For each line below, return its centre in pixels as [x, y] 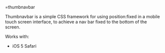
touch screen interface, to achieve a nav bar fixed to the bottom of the [76, 22]
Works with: [17, 37]
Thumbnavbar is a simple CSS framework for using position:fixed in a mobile [82, 16]
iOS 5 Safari [24, 46]
